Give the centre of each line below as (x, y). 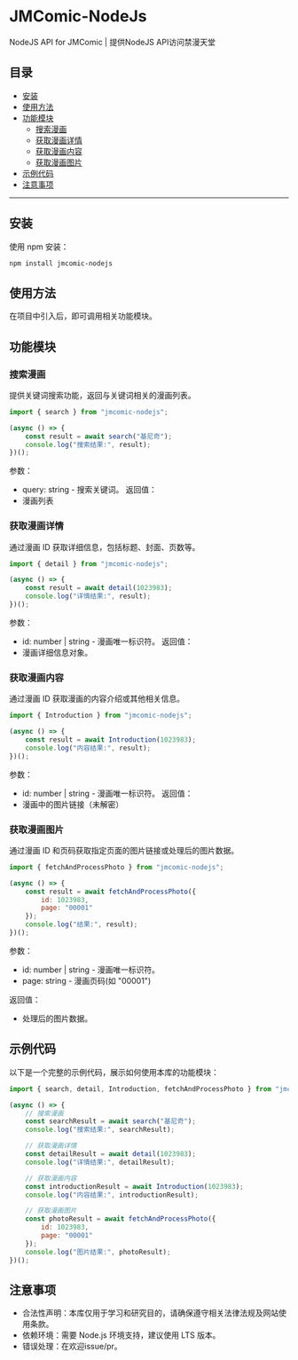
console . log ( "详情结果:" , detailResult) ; (100, 1162)
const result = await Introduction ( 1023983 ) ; (111, 740)
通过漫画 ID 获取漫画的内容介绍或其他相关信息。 (97, 699)
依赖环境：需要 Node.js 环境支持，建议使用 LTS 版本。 (121, 1335)
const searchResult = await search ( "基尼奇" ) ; (111, 1121)
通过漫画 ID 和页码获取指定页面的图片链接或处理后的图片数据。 (124, 850)
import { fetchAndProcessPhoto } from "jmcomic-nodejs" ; (117, 867)
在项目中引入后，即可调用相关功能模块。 (83, 316)
